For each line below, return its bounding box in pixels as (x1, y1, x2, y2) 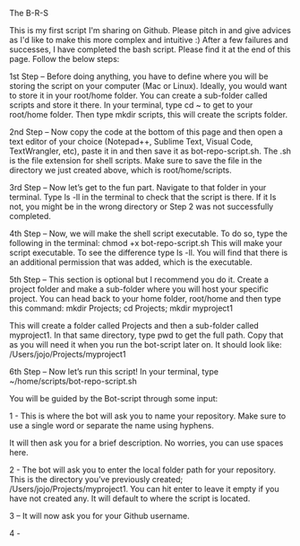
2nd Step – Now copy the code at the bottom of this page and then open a (9, 127, 284, 137)
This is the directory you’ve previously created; (9, 474, 184, 484)
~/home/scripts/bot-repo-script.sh (9, 376, 137, 386)
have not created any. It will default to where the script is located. (9, 493, 251, 504)
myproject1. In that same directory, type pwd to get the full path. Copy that (9, 330, 284, 340)
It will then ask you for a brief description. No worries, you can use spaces (9, 437, 284, 448)
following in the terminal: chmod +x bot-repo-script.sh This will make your (9, 238, 283, 248)
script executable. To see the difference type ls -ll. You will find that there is (9, 247, 288, 258)
